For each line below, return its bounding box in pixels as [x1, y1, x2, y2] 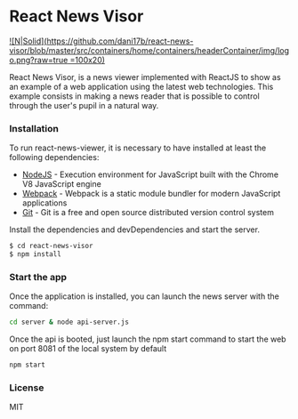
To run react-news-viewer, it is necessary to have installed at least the [9, 142, 267, 153]
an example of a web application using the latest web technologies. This [9, 81, 274, 92]
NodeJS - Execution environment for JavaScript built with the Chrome [21, 169, 278, 180]
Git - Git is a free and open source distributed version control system [21, 207, 274, 218]
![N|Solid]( [9, 36, 47, 46]
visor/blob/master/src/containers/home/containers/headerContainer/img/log [9, 44, 290, 55]
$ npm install [9, 250, 62, 259]
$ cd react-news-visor [9, 242, 93, 251]
